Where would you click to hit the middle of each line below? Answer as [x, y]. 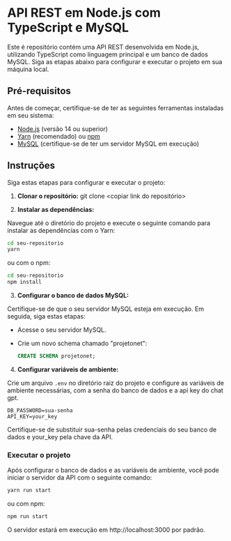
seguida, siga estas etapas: [46, 317]
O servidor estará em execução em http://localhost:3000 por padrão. [106, 529]
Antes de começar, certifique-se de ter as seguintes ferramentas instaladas [115, 108]
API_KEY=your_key [32, 416]
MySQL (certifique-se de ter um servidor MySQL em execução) [108, 144]
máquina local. [28, 69]
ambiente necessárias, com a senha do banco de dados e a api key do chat [115, 390]
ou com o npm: [29, 263]
